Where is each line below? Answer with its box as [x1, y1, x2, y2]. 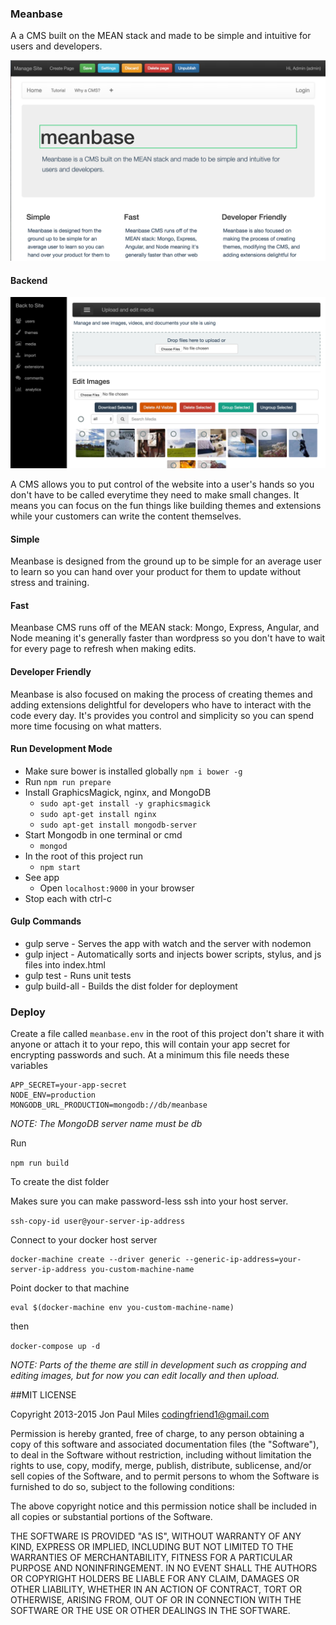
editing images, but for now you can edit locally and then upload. [10, 1370, 280, 1382]
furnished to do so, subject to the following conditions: [10, 1481, 235, 1493]
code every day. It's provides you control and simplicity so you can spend [10, 709, 314, 721]
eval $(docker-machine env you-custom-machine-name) [10, 1303, 235, 1313]
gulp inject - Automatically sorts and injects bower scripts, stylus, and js [24, 948, 322, 961]
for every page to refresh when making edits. [10, 643, 197, 655]
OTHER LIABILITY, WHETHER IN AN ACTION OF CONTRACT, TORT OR [10, 1583, 302, 1596]
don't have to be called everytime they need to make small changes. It [10, 489, 300, 501]
